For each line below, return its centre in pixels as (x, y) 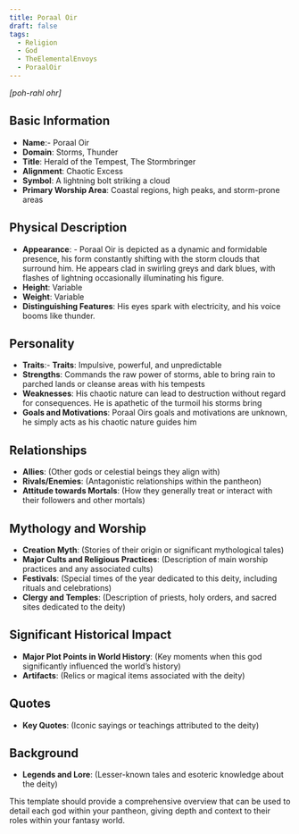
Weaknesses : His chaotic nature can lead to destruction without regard (154, 393)
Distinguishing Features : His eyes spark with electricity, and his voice (151, 306)
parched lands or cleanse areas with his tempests (113, 384)
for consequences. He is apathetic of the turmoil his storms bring (142, 403)
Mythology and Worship (78, 528)
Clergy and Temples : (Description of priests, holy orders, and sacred (149, 597)
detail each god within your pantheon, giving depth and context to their (140, 811)
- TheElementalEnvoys (58, 59)
